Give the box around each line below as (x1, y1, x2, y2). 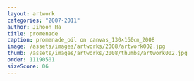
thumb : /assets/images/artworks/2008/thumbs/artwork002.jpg (7, 50, 188, 57)
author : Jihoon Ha (7, 23, 61, 30)
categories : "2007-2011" (7, 17, 80, 24)
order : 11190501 (7, 56, 55, 63)
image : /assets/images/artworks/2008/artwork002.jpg (7, 43, 166, 50)
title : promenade (7, 30, 59, 37)
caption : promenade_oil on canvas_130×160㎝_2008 (7, 37, 155, 44)
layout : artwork (7, 10, 55, 18)
